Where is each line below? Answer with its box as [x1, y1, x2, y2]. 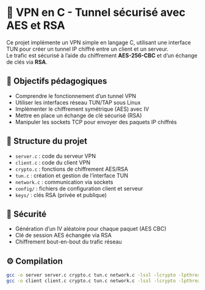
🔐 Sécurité [6, 209, 47, 219]
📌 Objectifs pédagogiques [6, 76, 107, 86]
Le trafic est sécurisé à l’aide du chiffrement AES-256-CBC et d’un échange [6, 51, 198, 59]
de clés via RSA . [6, 58, 48, 65]
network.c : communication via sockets [15, 178, 113, 185]
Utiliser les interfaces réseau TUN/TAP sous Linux [15, 99, 141, 106]
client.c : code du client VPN [15, 158, 90, 166]
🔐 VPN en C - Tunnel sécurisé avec [6, 6, 186, 20]
